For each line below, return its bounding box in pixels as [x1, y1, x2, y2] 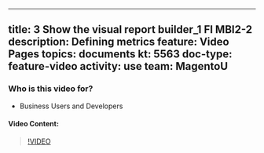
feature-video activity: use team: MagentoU [8, 60, 229, 73]
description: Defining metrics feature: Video [8, 35, 229, 49]
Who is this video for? [8, 83, 93, 94]
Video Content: [8, 119, 59, 129]
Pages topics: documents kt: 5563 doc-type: [8, 48, 233, 61]
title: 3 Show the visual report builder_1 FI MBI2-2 [8, 23, 253, 36]
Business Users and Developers [19, 101, 123, 111]
